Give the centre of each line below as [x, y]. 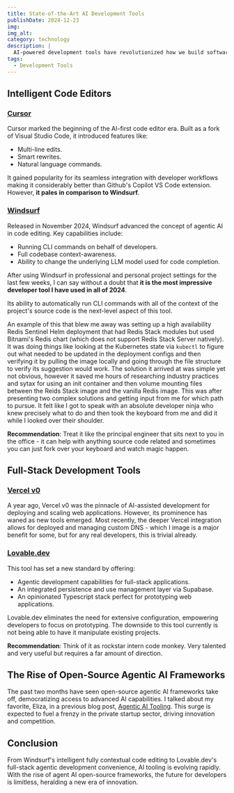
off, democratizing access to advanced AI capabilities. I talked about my [110, 699]
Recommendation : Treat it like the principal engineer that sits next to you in [116, 434]
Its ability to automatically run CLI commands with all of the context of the [113, 303]
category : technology [39, 40]
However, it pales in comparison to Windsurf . [73, 193]
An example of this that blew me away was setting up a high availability [109, 324]
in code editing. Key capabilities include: [65, 233]
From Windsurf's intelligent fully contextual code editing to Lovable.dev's [112, 760]
